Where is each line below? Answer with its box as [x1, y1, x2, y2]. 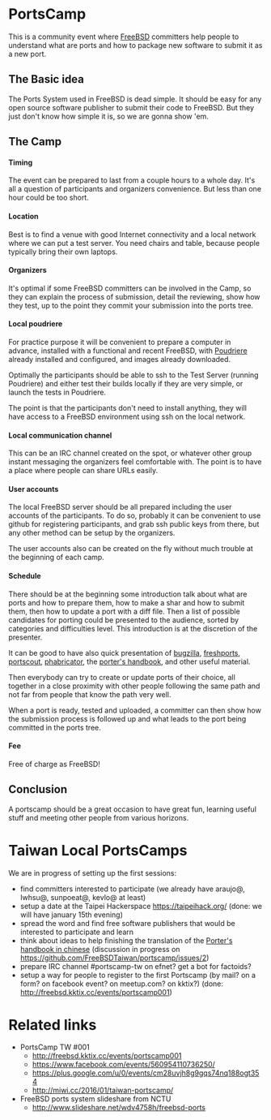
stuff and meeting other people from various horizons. [8, 812, 189, 822]
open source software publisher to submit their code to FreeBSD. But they [8, 102, 255, 112]
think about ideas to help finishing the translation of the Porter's [19, 935, 233, 946]
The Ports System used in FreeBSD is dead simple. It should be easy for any [8, 94, 262, 104]
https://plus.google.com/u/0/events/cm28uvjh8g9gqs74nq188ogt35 [32, 1068, 260, 1078]
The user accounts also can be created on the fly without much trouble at [8, 544, 253, 554]
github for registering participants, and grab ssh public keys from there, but [8, 519, 260, 529]
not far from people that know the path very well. [8, 689, 171, 699]
